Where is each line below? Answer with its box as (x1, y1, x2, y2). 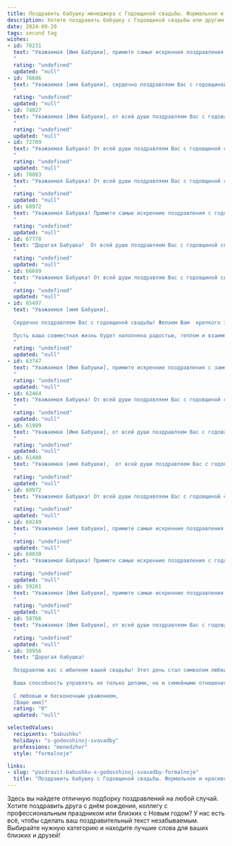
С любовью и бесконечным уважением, (13, 692, 119, 699)
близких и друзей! (7, 831, 61, 839)
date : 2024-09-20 (7, 23, 57, 30)
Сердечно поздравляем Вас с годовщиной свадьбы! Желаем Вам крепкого (13, 319, 221, 326)
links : (7, 762, 26, 769)
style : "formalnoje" (13, 750, 72, 757)
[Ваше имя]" (13, 699, 48, 706)
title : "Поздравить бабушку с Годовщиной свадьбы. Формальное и (13, 775, 202, 782)
